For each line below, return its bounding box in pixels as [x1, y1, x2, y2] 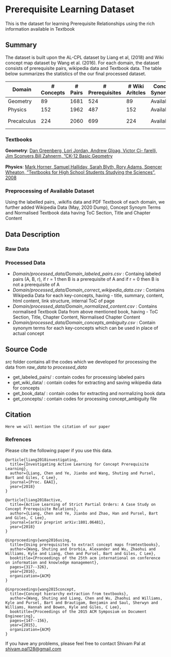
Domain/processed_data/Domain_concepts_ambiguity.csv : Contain [12, 319, 156, 325]
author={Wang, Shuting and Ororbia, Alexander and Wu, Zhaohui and [10, 546, 156, 552]
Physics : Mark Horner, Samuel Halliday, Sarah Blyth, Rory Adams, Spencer [5, 164, 162, 170]
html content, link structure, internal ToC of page [12, 298, 115, 304]
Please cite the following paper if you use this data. [5, 447, 113, 453]
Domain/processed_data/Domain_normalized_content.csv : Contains [12, 303, 158, 309]
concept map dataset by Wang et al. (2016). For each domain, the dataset [5, 60, 159, 66]
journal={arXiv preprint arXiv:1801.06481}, [10, 520, 106, 525]
